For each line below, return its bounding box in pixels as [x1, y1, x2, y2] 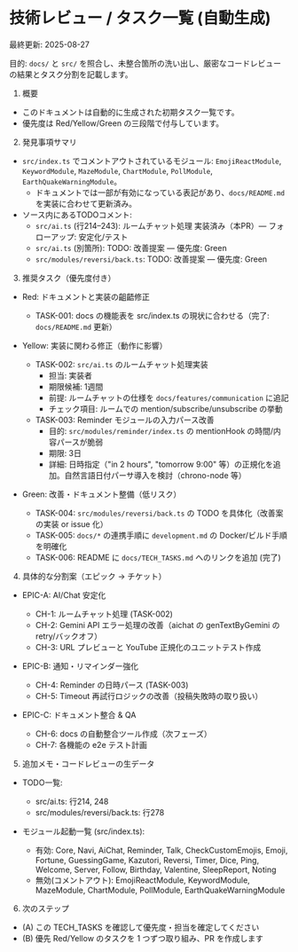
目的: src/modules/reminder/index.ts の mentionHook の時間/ [48, 425, 274, 436]
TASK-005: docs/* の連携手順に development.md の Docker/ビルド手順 [35, 530, 288, 540]
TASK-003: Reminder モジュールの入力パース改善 [35, 414, 215, 425]
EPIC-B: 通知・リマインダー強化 [21, 660, 139, 671]
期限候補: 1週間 [48, 381, 104, 391]
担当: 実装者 [48, 370, 93, 381]
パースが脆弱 [56, 437, 104, 447]
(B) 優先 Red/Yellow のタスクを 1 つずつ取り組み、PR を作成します [21, 932, 263, 943]
